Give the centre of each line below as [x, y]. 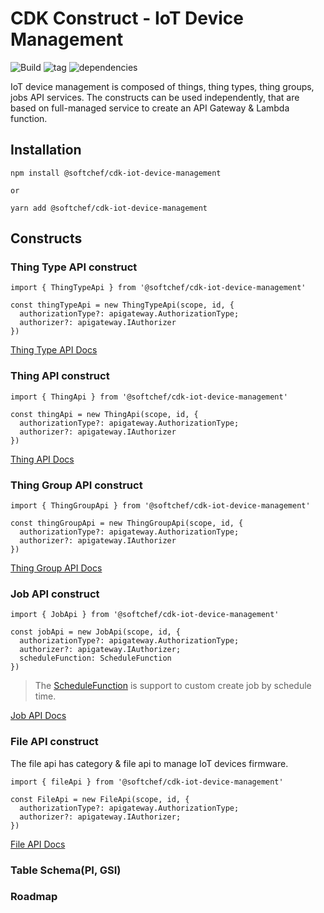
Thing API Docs [42, 459]
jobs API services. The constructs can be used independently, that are [155, 97]
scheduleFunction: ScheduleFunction [95, 658]
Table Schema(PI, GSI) [66, 870]
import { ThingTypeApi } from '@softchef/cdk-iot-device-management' [158, 288]
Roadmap [34, 897]
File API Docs [38, 844]
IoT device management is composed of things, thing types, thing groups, [162, 86]
